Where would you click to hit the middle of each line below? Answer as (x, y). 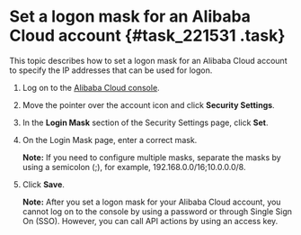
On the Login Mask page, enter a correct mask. (110, 140)
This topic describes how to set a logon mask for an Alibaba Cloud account (148, 60)
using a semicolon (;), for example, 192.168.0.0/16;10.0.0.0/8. (134, 167)
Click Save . (44, 184)
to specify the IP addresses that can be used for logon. (111, 70)
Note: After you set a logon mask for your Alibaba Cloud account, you (151, 202)
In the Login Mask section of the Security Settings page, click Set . (145, 122)
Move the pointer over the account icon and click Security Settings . (149, 104)
